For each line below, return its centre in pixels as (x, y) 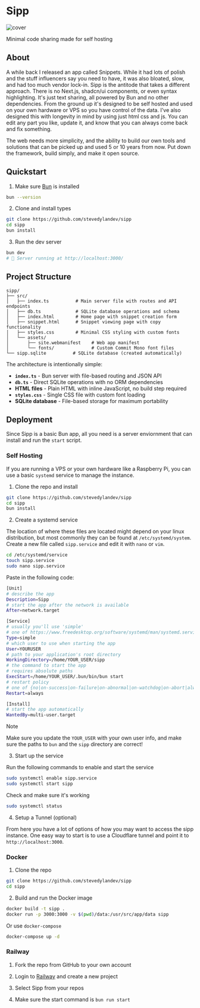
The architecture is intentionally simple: (54, 364)
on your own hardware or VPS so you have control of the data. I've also (93, 110)
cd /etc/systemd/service (37, 555)
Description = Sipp (28, 600)
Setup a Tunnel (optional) (46, 817)
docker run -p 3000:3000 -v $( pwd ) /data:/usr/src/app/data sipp (87, 914)
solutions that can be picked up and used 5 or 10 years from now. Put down (99, 146)
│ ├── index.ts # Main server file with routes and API (92, 301)
